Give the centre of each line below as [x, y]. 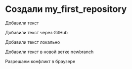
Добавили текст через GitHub [37, 32]
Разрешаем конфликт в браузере [40, 61]
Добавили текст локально [33, 42]
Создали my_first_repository [66, 9]
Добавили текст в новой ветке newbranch [49, 52]
